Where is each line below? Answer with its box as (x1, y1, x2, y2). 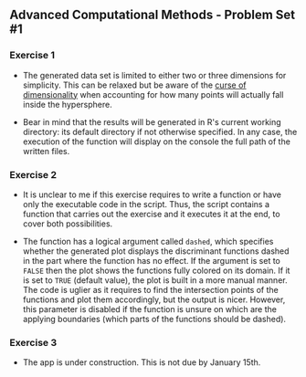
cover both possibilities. (22, 218, 113, 229)
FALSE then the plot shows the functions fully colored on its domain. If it (22, 265, 290, 276)
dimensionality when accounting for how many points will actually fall (22, 89, 284, 99)
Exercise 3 (9, 336, 58, 349)
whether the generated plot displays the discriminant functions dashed (22, 246, 290, 257)
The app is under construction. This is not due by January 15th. (22, 357, 261, 368)
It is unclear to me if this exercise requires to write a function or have (22, 189, 281, 200)
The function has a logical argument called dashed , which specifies (22, 236, 274, 246)
